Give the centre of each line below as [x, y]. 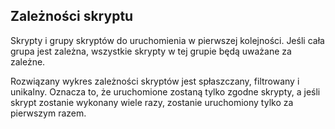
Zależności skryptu [72, 16]
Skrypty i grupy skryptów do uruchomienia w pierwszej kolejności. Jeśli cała [167, 40]
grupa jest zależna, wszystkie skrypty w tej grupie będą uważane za [151, 51]
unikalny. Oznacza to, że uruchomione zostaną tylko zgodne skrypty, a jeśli [165, 91]
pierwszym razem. [48, 113]
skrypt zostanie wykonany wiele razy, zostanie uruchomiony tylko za [152, 102]
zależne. [28, 61]
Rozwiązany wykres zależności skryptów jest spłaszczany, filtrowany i [155, 81]
